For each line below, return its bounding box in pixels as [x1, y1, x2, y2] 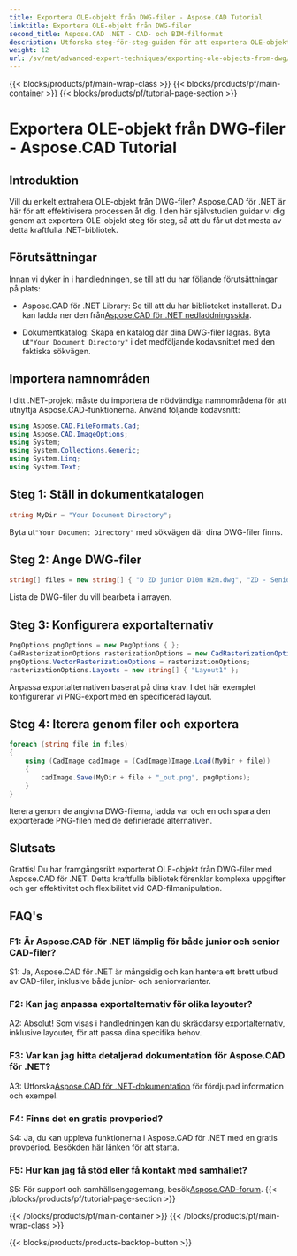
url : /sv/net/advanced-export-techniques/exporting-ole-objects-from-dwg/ [9, 54, 291, 63]
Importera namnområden [9, 371, 150, 386]
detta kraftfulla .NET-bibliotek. [9, 225, 119, 235]
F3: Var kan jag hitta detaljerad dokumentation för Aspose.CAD [9, 1050, 286, 1062]
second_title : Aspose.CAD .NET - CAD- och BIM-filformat [9, 29, 224, 38]
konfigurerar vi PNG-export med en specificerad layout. [9, 691, 212, 702]
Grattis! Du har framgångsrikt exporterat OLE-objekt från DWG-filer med [9, 864, 272, 875]
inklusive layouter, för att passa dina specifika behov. [9, 1027, 202, 1038]
